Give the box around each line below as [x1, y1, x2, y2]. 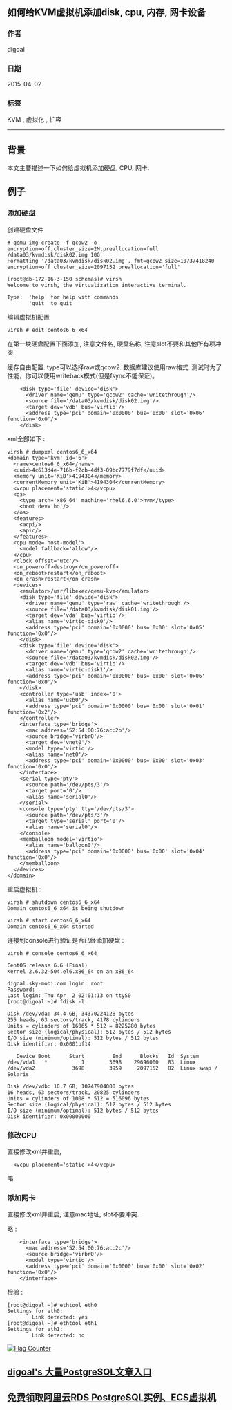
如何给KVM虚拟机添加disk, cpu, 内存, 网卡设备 [7, 6, 206, 19]
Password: [7, 986, 36, 993]
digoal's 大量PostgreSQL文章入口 [7, 1366, 152, 1377]
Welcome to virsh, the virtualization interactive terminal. [7, 281, 187, 288]
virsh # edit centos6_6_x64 [7, 326, 88, 333]
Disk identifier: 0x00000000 [7, 1113, 91, 1120]
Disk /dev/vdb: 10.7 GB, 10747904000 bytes [7, 1083, 135, 1090]
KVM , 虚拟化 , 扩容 [7, 115, 62, 124]
